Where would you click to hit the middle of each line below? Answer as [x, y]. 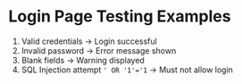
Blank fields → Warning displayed [83, 60]
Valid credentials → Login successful [89, 41]
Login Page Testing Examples [120, 17]
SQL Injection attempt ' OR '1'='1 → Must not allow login [127, 70]
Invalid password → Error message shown [99, 50]
